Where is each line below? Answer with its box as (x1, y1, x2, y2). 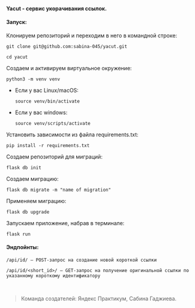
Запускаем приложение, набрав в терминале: (6, 219, 125, 226)
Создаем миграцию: (6, 175, 59, 183)
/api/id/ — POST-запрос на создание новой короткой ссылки (6, 257, 157, 263)
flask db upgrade (6, 209, 50, 215)
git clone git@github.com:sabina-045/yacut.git (6, 43, 128, 49)
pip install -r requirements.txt (6, 142, 90, 148)
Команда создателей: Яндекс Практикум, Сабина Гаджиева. (20, 295, 177, 302)
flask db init (6, 165, 42, 171)
